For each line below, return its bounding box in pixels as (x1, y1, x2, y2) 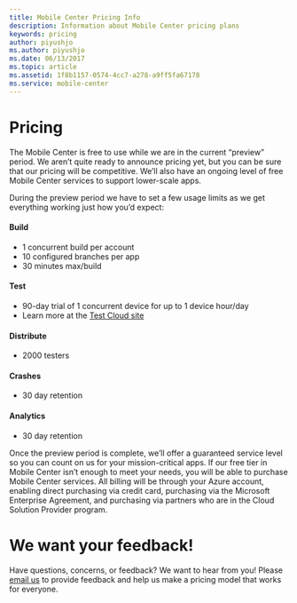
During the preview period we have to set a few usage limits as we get (9, 192, 266, 202)
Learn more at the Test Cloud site (21, 310, 145, 321)
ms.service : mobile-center (9, 79, 109, 88)
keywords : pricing (9, 29, 77, 38)
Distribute (9, 330, 47, 341)
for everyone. (9, 583, 59, 594)
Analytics (9, 410, 46, 421)
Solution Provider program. (9, 504, 108, 515)
